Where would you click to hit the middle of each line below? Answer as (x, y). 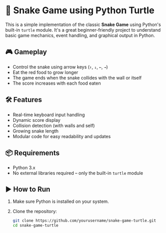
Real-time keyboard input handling (49, 115)
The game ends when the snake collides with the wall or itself (77, 77)
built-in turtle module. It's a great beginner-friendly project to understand (83, 30)
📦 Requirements (32, 153)
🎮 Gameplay (26, 52)
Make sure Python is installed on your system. (61, 201)
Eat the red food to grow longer (45, 72)
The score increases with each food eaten (57, 83)
